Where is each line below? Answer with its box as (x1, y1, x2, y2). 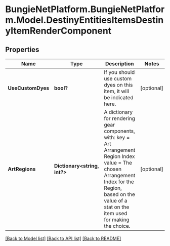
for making (103, 216, 130, 223)
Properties (5, 45, 39, 54)
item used (103, 210, 127, 217)
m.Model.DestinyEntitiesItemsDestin (5, 14, 164, 26)
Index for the (103, 178, 134, 185)
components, (103, 128, 136, 135)
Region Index (103, 153, 135, 160)
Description (105, 60, 134, 67)
